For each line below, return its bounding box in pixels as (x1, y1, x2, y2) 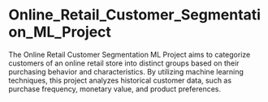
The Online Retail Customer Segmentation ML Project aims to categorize (8, 49, 251, 59)
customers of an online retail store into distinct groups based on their (8, 58, 240, 68)
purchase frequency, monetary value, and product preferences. (8, 83, 222, 94)
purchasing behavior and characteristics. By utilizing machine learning (8, 66, 244, 76)
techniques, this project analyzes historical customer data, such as (8, 75, 232, 85)
